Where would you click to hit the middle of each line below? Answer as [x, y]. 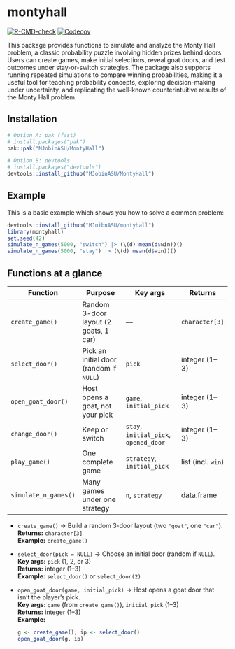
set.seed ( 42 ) [26, 238]
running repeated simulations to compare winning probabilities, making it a [115, 75]
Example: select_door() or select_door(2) [79, 576]
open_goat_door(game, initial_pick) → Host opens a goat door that [116, 590]
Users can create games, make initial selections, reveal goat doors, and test [116, 59]
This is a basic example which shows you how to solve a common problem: [115, 212]
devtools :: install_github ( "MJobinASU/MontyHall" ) [81, 174]
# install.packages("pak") [47, 142]
